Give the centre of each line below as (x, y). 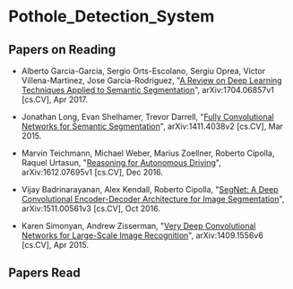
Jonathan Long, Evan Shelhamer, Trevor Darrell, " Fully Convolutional (147, 117)
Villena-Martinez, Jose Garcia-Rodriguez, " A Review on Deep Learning (152, 81)
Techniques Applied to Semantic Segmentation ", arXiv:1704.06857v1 (147, 90)
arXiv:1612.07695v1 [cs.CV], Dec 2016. (92, 172)
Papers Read (45, 273)
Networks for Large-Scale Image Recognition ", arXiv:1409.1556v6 (142, 235)
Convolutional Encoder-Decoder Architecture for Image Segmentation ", (153, 199)
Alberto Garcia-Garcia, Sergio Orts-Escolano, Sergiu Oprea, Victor (143, 71)
